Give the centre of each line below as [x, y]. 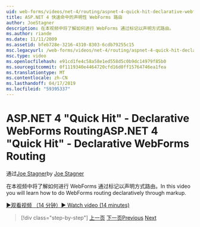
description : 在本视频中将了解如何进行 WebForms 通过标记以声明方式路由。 [90, 28]
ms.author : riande [29, 34]
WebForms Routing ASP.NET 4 [82, 131]
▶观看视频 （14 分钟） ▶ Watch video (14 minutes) [68, 205]
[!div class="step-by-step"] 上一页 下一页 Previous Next [88, 217]
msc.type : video [26, 56]
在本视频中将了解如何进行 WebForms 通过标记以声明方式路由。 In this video [98, 186]
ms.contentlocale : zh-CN [37, 78]
